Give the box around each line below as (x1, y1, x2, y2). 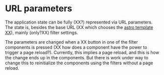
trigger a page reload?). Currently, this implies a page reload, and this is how (5, 50, 159, 55)
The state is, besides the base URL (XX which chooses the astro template (5, 24, 153, 30)
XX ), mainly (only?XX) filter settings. (5, 29, 78, 35)
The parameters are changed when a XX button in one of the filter (5, 39, 138, 45)
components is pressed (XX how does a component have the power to (5, 44, 147, 50)
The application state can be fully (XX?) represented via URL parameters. (5, 19, 153, 25)
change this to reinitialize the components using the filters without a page (5, 60, 153, 66)
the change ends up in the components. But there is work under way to (5, 54, 148, 60)
